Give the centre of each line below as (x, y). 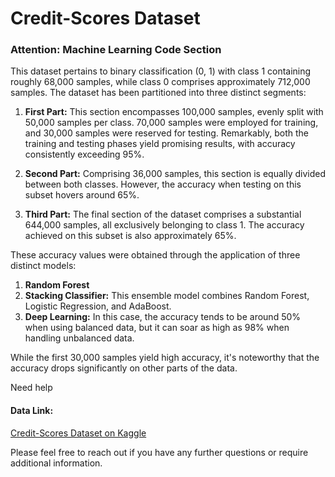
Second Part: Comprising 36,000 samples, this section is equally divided (175, 174)
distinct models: (43, 266)
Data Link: (32, 411)
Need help (31, 388)
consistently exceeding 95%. (84, 154)
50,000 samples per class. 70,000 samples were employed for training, (171, 123)
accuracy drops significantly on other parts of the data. (124, 368)
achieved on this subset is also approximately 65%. (130, 236)
